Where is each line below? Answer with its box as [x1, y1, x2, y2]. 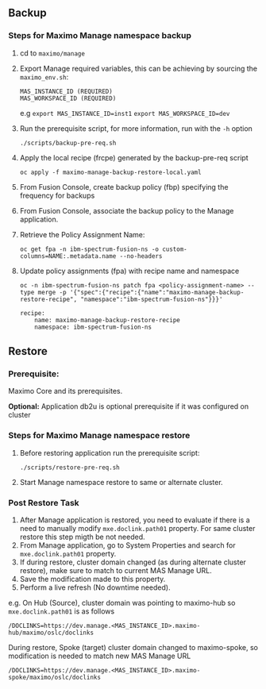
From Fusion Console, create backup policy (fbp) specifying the [19, 182, 229, 191]
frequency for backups [19, 191, 95, 200]
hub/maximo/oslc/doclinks [8, 629, 94, 637]
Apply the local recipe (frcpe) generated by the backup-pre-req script [19, 152, 249, 162]
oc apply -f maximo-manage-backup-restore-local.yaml [19, 168, 202, 176]
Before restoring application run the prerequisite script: [19, 448, 200, 457]
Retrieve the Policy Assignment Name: [19, 229, 145, 239]
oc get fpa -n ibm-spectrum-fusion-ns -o [19, 245, 159, 253]
